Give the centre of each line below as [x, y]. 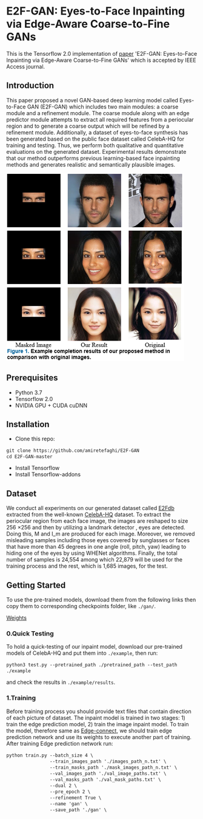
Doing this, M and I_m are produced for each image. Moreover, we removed [101, 534]
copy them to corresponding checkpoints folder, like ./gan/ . [81, 606]
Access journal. [26, 66]
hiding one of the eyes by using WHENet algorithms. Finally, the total [92, 553]
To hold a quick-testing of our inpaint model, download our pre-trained [95, 647]
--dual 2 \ [63, 786]
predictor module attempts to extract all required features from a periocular [100, 119]
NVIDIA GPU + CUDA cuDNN [51, 405]
